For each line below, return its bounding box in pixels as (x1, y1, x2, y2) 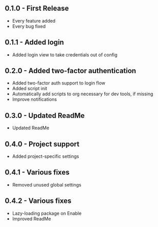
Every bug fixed (12, 23, 46, 29)
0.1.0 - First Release (5, 4, 69, 13)
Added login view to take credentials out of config (12, 51, 118, 58)
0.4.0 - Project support (5, 139, 80, 148)
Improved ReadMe (12, 215, 52, 222)
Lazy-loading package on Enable (12, 210, 82, 216)
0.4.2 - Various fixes (5, 197, 72, 205)
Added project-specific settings (12, 153, 79, 159)
